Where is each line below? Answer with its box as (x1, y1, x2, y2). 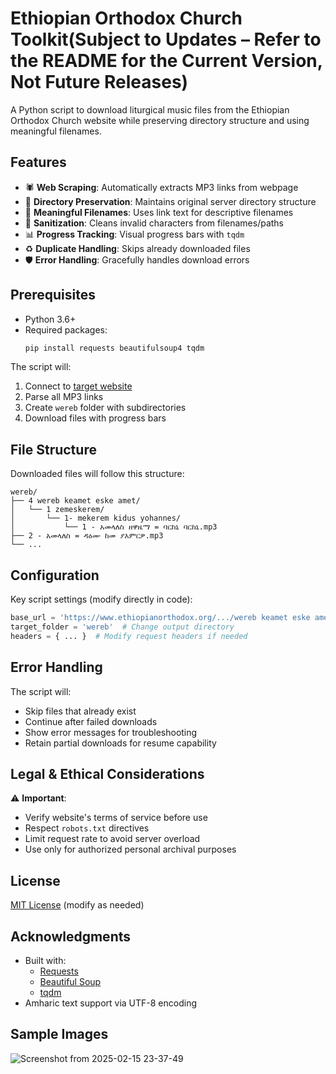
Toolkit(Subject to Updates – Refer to (10, 28, 322, 51)
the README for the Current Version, (10, 50, 323, 72)
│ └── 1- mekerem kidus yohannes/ (10, 513, 182, 524)
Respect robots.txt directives (24, 822, 150, 834)
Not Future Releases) (10, 71, 189, 94)
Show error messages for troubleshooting (24, 726, 198, 738)
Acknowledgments (10, 928, 132, 945)
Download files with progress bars (24, 412, 167, 424)
